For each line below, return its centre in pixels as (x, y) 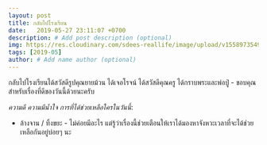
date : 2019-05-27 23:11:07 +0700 (67, 30)
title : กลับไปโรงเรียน (38, 23)
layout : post (30, 15)
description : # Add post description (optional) (90, 38)
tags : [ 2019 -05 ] (35, 52)
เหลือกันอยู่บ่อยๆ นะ (45, 132)
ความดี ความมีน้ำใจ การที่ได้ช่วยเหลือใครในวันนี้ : (71, 107)
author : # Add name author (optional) (72, 60)
